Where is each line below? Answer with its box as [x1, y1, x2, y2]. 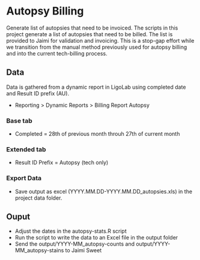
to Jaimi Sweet [65, 247, 102, 254]
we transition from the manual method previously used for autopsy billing [6, 43, 187, 51]
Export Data [6, 174, 42, 182]
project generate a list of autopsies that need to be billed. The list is [6, 30, 173, 37]
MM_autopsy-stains [14, 247, 64, 254]
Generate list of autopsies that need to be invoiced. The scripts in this [6, 24, 178, 31]
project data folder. [14, 194, 62, 201]
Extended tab [6, 145, 46, 153]
